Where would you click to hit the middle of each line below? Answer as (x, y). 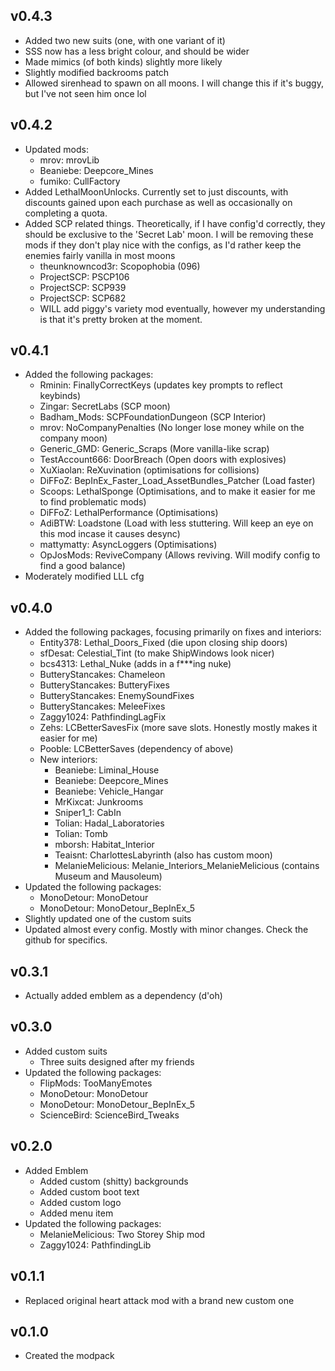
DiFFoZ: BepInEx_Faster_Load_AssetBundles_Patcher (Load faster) (177, 481)
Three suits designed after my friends (117, 1061)
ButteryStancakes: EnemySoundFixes (117, 696)
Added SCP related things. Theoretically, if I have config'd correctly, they (175, 223)
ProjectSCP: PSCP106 (84, 276)
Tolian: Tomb (81, 834)
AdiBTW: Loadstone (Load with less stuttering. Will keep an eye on (176, 523)
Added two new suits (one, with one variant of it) (125, 40)
